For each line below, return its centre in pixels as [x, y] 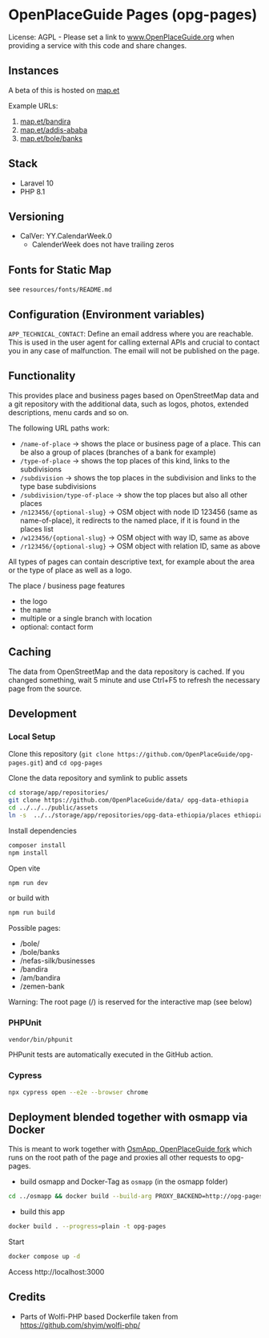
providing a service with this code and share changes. [98, 45]
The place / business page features [67, 585]
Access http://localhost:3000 [56, 1272]
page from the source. [45, 688]
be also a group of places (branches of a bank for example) [118, 452]
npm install [28, 853]
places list [36, 528]
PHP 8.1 [32, 191]
